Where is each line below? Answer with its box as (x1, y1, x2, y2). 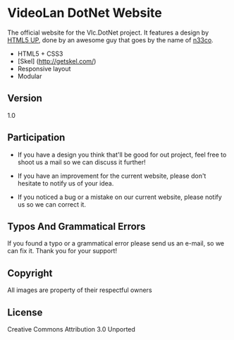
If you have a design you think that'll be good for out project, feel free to (17, 150, 227, 159)
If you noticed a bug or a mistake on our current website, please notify (17, 193, 222, 201)
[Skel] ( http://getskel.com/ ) (17, 56, 97, 65)
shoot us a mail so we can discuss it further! (17, 157, 146, 166)
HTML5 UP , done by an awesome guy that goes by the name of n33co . (7, 35, 214, 44)
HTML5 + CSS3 (17, 49, 63, 58)
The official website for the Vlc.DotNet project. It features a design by (7, 28, 209, 37)
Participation (7, 132, 66, 144)
